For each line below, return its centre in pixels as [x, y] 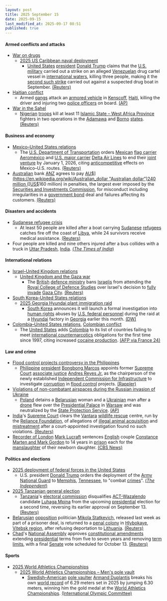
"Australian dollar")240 [132, 179]
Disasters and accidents [31, 211]
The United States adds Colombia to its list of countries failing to [85, 329]
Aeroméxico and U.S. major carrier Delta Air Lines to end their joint [88, 157]
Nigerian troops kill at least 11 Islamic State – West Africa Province [87, 114]
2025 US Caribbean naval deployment [59, 61]
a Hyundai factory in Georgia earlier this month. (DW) [82, 319]
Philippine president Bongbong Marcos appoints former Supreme [86, 368]
